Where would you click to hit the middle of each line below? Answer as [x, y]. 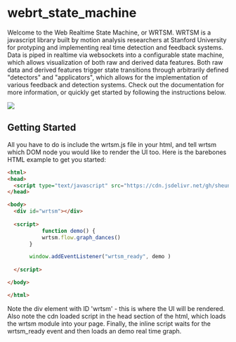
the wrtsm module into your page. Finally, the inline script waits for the [109, 323]
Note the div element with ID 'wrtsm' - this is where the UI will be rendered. [116, 308]
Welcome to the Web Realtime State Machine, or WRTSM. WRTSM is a [109, 32]
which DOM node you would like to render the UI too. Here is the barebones [117, 152]
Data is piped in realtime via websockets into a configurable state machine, [116, 55]
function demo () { [69, 231]
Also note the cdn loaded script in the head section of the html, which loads [117, 316]
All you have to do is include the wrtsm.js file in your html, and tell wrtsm [112, 144]
